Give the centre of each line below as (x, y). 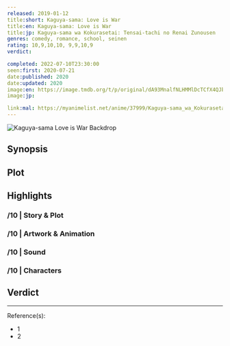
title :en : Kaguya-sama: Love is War (59, 26)
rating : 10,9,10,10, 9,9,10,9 (50, 45)
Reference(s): (26, 315)
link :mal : (21, 108)
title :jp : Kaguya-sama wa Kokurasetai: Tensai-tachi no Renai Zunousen (111, 33)
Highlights (30, 196)
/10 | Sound (26, 252)
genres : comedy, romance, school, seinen (67, 39)
